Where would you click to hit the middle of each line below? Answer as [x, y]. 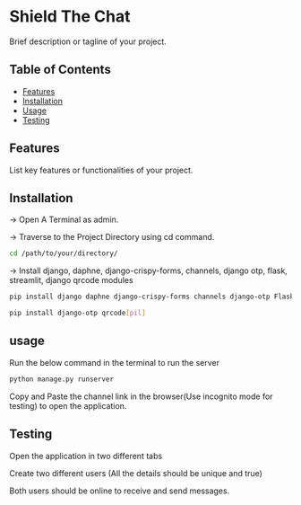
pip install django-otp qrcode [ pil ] [77, 313]
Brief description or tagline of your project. [88, 41]
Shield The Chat [70, 17]
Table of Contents [60, 70]
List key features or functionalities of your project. [101, 170]
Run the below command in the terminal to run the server [115, 362]
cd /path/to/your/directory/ [64, 253]
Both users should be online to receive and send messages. [120, 491]
